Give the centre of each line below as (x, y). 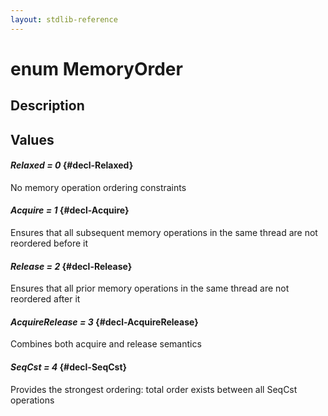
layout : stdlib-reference (64, 19)
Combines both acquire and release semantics (106, 344)
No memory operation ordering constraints (98, 187)
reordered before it (49, 243)
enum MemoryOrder (96, 68)
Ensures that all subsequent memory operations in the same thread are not (164, 232)
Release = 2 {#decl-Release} (71, 266)
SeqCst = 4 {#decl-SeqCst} (69, 367)
